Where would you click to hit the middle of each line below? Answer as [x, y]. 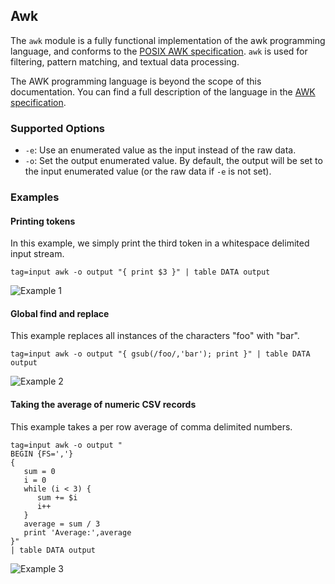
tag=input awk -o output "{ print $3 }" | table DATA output [140, 272]
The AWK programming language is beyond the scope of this [136, 81]
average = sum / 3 [62, 524]
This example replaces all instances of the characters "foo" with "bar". [155, 336]
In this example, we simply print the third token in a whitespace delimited [160, 243]
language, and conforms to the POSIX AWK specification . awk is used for [159, 51]
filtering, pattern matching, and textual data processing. [125, 61]
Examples [35, 197]
